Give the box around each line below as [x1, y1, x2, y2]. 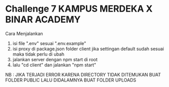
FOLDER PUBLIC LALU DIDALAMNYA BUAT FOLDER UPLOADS [5, 77, 137, 83]
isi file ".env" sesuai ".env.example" [12, 40, 87, 46]
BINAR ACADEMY [5, 14, 81, 25]
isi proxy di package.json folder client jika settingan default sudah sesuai [12, 46, 164, 52]
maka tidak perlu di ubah [12, 51, 65, 57]
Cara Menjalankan [5, 30, 43, 36]
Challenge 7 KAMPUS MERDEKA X [5, 3, 153, 15]
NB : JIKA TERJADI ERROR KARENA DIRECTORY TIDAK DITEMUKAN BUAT [5, 71, 161, 77]
